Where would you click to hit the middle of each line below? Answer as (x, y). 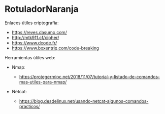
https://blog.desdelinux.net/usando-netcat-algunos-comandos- (84, 101)
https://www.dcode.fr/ (34, 42)
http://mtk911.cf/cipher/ (35, 38)
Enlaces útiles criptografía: (32, 23)
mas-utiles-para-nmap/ (43, 82)
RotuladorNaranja (42, 9)
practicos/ (30, 106)
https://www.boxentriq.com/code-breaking (55, 48)
